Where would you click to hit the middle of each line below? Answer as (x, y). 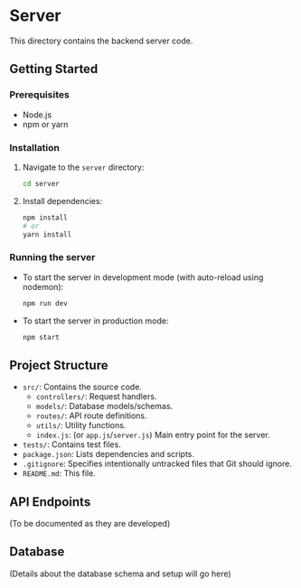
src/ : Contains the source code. (82, 387)
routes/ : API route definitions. (91, 415)
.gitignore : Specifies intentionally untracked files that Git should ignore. (157, 464)
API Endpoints (50, 502)
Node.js (37, 115)
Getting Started (54, 69)
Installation (35, 147)
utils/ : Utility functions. (81, 425)
